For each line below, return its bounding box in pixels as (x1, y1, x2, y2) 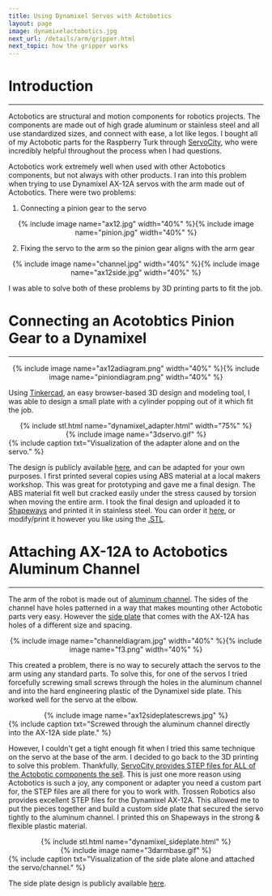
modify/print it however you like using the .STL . (8, 515, 166, 523)
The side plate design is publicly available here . (8, 878, 167, 888)
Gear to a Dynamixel (8, 330, 147, 347)
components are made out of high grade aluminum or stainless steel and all (8, 120, 260, 130)
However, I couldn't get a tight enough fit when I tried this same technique (8, 743, 256, 753)
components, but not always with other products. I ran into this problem (8, 170, 247, 180)
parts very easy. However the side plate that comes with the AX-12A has (8, 611, 249, 621)
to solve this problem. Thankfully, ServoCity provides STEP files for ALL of (8, 760, 257, 770)
